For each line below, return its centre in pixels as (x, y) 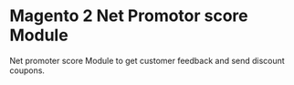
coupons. (27, 70)
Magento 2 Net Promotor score (129, 16)
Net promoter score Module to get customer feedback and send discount (147, 60)
